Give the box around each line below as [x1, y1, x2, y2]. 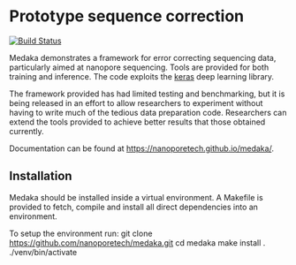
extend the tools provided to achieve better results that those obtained [9, 117, 266, 127]
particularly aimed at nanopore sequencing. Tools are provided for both [9, 62, 269, 72]
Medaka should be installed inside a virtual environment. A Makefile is [9, 192, 263, 202]
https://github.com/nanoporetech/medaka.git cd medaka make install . [9, 237, 266, 248]
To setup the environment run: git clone [9, 228, 153, 238]
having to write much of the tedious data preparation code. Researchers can [9, 107, 287, 117]
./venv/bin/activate [9, 246, 78, 257]
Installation [9, 169, 72, 184]
